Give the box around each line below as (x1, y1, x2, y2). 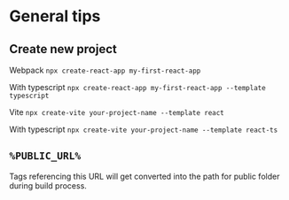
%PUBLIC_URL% (9, 150, 82, 163)
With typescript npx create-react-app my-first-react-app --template (9, 82, 266, 92)
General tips (9, 6, 101, 27)
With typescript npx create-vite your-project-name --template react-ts (9, 124, 278, 135)
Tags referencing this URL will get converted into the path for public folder (9, 171, 280, 181)
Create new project (9, 42, 117, 57)
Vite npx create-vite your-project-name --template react (9, 107, 224, 117)
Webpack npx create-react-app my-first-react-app (9, 65, 201, 75)
